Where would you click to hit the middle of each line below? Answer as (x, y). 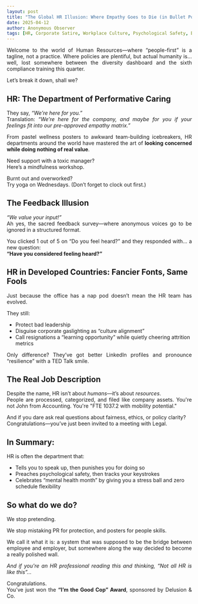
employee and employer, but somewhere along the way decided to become (99, 548)
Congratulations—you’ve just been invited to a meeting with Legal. (87, 423)
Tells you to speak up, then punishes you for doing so (80, 468)
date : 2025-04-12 (28, 22)
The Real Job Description (54, 379)
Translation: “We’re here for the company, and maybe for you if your (99, 119)
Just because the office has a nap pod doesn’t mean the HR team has (99, 295)
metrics (24, 343)
